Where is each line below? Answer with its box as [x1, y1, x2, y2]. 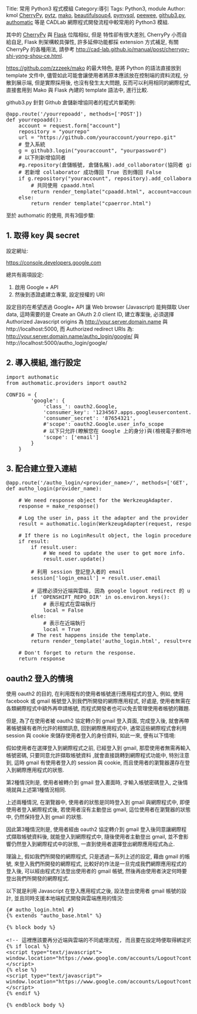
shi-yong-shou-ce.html [6, 52, 62, 59]
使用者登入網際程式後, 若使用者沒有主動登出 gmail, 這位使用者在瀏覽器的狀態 [6, 806, 191, 813]
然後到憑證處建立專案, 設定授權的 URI [14, 291, 105, 298]
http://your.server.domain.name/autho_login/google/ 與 [6, 333, 140, 340]
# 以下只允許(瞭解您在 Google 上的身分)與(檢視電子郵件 [43, 428, 186, 434]
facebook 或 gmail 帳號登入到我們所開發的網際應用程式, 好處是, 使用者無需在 [6, 697, 191, 705]
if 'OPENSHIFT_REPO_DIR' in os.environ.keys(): [30, 594, 170, 601]
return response [18, 656, 66, 662]
